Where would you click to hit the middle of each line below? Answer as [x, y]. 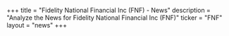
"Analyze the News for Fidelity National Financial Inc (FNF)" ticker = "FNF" [114, 18]
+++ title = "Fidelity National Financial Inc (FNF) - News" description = [109, 10]
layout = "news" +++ [37, 25]
